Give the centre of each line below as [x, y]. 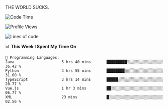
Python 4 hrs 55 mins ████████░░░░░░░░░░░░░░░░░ [84, 71]
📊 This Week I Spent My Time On [41, 46]
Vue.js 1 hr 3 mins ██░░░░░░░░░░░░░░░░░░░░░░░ [84, 88]
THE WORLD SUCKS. [27, 7]
